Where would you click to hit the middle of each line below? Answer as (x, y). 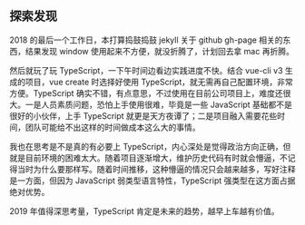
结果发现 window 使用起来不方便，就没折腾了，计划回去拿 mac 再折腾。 (160, 51)
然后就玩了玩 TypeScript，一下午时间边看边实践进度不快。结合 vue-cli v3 (146, 70)
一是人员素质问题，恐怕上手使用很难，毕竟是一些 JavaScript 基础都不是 (159, 104)
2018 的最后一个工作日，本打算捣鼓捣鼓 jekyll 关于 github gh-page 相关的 (146, 40)
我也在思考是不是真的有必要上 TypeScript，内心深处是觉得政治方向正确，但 (150, 146)
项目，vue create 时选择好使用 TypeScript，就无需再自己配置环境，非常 (159, 82)
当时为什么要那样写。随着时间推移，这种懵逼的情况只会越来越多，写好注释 (156, 169)
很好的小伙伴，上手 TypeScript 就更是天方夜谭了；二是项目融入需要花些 (143, 115)
